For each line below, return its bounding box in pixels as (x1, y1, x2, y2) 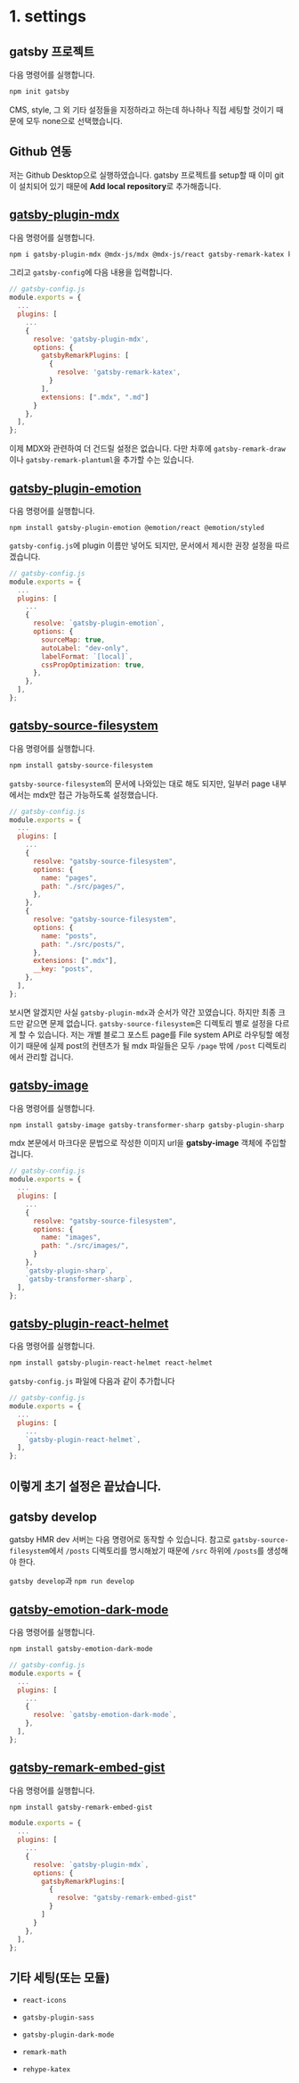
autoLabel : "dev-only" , (41, 643, 129, 652)
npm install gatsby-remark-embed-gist (9, 1803, 153, 1812)
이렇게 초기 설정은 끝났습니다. (9, 1479, 162, 1494)
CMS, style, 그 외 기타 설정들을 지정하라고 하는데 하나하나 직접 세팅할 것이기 (9, 104, 274, 115)
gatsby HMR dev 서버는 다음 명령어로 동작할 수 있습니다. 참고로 (9, 1534, 231, 1545)
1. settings (9, 6, 87, 27)
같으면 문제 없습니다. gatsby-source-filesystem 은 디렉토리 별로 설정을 (25, 1017, 273, 1028)
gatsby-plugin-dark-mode (21, 2030, 115, 2040)
